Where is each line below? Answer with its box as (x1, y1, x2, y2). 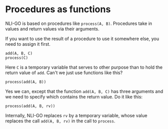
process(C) (5, 55, 28, 60)
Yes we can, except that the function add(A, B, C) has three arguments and (5, 88, 163, 94)
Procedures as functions (5, 4, 111, 15)
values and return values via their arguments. (5, 25, 100, 31)
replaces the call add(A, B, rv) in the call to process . (5, 118, 115, 124)
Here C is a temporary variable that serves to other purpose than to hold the (5, 64, 163, 70)
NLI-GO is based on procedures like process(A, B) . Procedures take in (5, 20, 153, 26)
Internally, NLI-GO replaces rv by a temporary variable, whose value (5, 112, 148, 118)
